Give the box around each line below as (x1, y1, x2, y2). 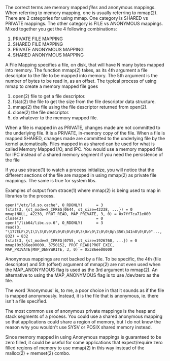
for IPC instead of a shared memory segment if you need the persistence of (5, 152, 163, 157)
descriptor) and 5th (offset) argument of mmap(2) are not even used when (5, 261, 161, 267)
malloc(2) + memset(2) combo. (5, 350, 71, 356)
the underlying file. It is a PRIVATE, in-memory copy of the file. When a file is (5, 130, 165, 136)
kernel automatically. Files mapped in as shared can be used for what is (5, 141, 155, 147)
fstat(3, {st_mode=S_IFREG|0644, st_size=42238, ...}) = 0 (5, 207, 133, 212)
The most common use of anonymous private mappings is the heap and (5, 308, 156, 314)
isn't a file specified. (5, 298, 48, 304)
